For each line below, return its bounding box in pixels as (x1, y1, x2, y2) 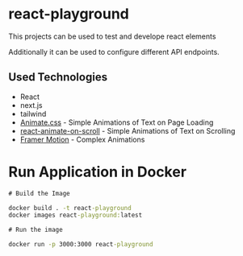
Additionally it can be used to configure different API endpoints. (8, 47, 220, 56)
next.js (19, 100, 43, 109)
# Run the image (8, 226, 63, 234)
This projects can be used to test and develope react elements (8, 31, 216, 41)
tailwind (19, 109, 47, 118)
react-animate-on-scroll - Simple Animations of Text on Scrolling (19, 126, 236, 135)
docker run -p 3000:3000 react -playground (8, 241, 153, 249)
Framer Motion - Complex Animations (19, 134, 145, 144)
